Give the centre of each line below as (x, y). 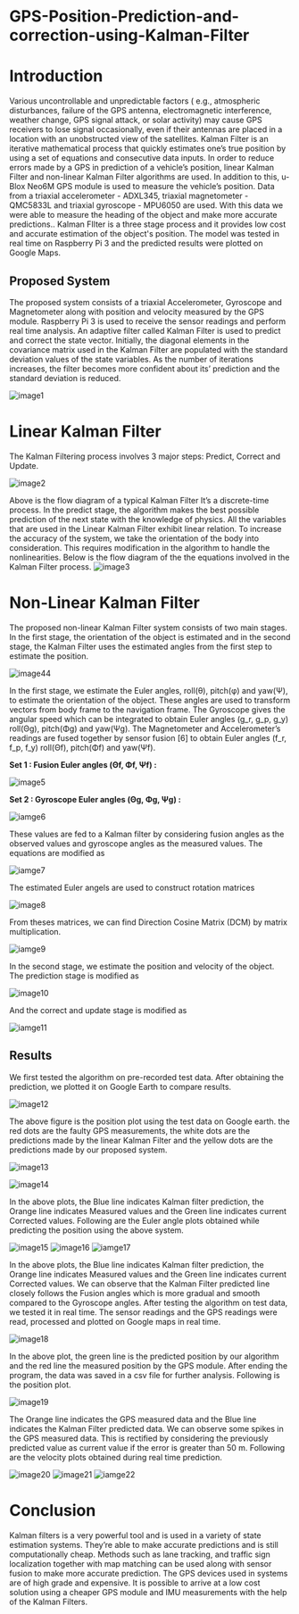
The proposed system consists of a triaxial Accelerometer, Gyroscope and (146, 302)
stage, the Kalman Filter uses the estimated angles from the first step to (141, 646)
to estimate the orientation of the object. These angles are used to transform (150, 700)
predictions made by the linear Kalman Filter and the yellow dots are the (141, 1140)
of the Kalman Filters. (49, 1602)
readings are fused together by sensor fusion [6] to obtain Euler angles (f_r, (148, 737)
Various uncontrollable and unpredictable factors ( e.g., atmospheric (135, 101)
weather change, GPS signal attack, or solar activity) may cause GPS (136, 120)
